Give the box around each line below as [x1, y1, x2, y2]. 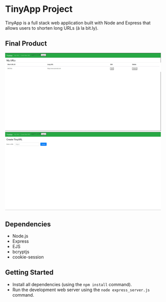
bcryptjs [12, 249, 30, 255]
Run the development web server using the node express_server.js [12, 287, 150, 293]
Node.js [12, 233, 29, 239]
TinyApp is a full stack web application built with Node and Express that [5, 20, 151, 26]
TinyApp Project [5, 3, 73, 15]
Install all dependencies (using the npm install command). [12, 281, 132, 287]
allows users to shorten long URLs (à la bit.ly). [5, 25, 99, 31]
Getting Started [5, 268, 54, 277]
